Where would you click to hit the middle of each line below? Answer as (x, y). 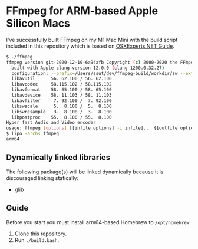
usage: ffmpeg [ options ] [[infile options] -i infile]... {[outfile (92, 128)
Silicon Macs (38, 23)
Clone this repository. (41, 234)
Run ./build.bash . (37, 240)
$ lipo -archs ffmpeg (33, 134)
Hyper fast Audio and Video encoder (51, 123)
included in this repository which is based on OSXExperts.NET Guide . (90, 46)
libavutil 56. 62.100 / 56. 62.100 (62, 79)
